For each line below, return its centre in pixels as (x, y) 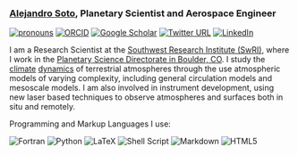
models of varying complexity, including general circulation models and (141, 78)
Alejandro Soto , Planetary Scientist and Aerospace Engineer (143, 13)
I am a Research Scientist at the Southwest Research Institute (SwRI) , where (149, 50)
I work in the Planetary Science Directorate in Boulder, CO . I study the (137, 60)
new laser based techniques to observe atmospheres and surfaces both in (146, 97)
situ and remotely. (43, 107)
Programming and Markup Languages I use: (90, 124)
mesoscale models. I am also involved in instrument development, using (142, 88)
